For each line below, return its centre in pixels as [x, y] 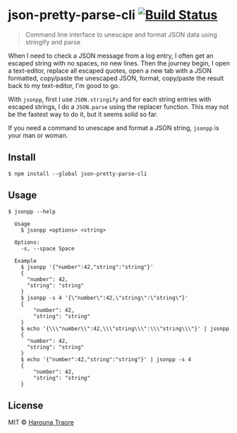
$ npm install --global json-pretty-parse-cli [78, 174]
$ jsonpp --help [32, 211]
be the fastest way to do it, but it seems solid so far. [83, 114]
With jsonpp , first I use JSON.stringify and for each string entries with [110, 99]
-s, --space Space [48, 249]
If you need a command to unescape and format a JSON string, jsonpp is [114, 127]
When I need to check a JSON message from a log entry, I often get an [111, 56]
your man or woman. [38, 135]
